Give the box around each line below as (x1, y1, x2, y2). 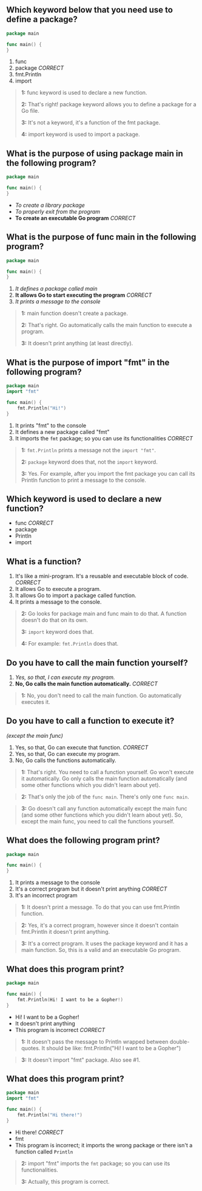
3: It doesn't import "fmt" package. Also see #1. (21, 1056, 141, 1064)
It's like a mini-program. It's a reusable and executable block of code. (15, 573, 189, 580)
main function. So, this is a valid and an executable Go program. (21, 946, 181, 954)
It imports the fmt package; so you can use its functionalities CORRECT (15, 434, 193, 442)
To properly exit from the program (15, 207, 101, 215)
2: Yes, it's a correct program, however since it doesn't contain (21, 922, 179, 929)
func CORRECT (15, 519, 54, 527)
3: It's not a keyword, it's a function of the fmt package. (21, 119, 161, 126)
